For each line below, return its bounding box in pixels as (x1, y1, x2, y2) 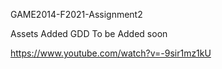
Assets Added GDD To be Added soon (10, 28, 168, 39)
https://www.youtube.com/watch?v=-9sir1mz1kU (10, 47, 212, 59)
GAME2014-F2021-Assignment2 (10, 9, 143, 20)
